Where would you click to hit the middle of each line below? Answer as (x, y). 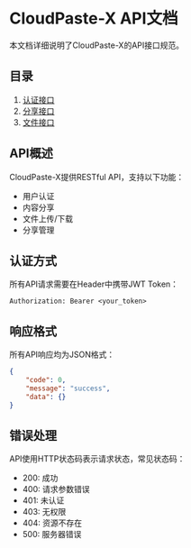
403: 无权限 (44, 512)
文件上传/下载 (48, 218)
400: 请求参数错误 (56, 489)
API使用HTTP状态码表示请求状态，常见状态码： (97, 459)
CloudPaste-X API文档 (94, 18)
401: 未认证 (43, 500)
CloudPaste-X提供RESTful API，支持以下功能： (97, 177)
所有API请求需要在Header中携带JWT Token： (94, 284)
